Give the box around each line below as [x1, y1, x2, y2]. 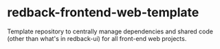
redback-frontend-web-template [7, 5, 199, 20]
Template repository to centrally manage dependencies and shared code [7, 27, 213, 35]
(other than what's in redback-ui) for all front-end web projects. [7, 34, 187, 42]
